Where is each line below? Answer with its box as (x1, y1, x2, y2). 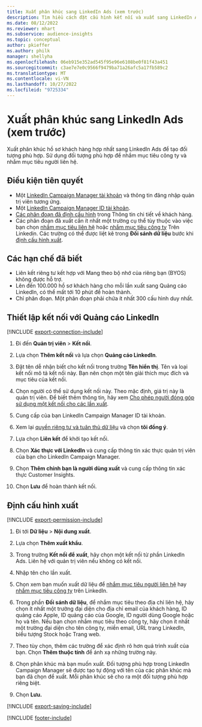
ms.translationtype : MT (7, 70, 67, 76)
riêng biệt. (15, 680, 41, 687)
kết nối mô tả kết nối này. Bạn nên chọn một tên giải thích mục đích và (15, 370, 189, 377)
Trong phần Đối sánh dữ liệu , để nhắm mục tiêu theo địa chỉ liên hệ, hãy (15, 599, 194, 606)
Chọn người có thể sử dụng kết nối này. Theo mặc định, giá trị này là (15, 388, 185, 395)
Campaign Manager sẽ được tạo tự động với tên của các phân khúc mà (15, 667, 191, 674)
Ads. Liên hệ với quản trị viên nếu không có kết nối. (15, 558, 143, 565)
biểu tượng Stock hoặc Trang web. (15, 631, 101, 638)
